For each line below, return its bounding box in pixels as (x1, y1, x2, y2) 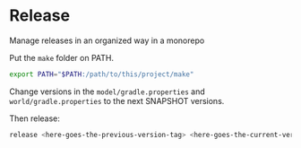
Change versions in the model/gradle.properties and (9, 86, 205, 97)
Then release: (9, 113, 61, 124)
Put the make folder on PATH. (9, 52, 115, 63)
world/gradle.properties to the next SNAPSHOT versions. (9, 95, 225, 106)
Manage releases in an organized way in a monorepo (9, 35, 205, 46)
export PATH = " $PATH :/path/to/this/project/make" (9, 69, 194, 79)
